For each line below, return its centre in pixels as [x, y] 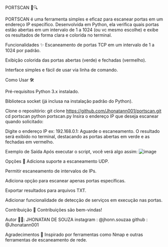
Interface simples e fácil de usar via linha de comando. [62, 70]
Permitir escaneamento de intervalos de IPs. [51, 171]
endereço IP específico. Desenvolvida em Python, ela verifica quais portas [82, 24]
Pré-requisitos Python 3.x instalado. [42, 91]
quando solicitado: [24, 121]
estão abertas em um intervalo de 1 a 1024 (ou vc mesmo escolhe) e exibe [82, 30]
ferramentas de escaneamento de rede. [46, 240]
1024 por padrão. [23, 50]
